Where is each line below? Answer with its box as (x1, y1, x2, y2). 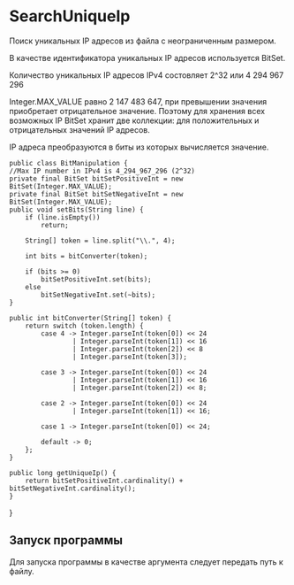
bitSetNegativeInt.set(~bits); (41, 290, 156, 299)
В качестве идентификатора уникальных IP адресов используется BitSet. (9, 52, 286, 63)
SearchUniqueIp (9, 6, 131, 27)
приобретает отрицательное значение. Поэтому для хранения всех (9, 105, 266, 116)
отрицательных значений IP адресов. (9, 124, 150, 135)
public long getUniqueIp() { (9, 468, 117, 477)
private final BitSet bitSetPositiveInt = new (9, 174, 184, 183)
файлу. (9, 566, 35, 576)
